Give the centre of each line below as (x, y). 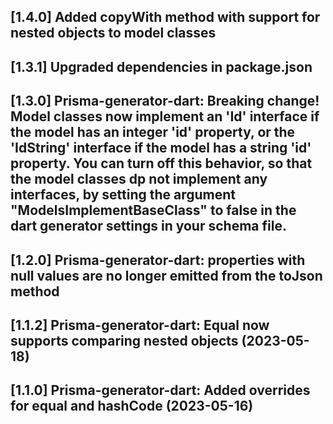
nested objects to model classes (113, 33)
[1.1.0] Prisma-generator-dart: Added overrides (160, 390)
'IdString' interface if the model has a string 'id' (161, 148)
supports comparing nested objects (124, 340)
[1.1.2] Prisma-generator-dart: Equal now (140, 325)
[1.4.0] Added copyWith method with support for (165, 17)
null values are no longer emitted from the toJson (166, 275)
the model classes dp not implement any (139, 179)
